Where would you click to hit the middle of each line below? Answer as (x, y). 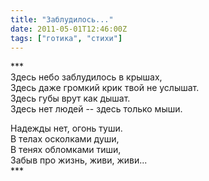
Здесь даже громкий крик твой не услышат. (105, 88)
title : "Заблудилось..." (62, 19)
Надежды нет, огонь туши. (66, 128)
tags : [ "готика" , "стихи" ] (66, 38)
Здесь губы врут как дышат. (70, 98)
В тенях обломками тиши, (66, 150)
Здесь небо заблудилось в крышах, (86, 77)
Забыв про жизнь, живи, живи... (79, 160)
